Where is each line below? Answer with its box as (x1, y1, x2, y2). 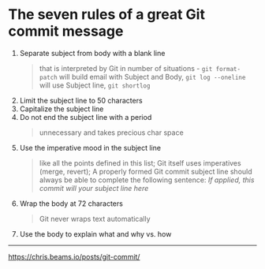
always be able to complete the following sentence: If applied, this (39, 175, 255, 185)
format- (215, 65, 241, 73)
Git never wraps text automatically (39, 214, 151, 223)
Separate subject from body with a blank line (19, 48, 166, 58)
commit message (8, 22, 124, 40)
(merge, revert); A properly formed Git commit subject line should (39, 166, 252, 176)
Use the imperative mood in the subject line (19, 143, 162, 152)
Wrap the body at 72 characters (19, 199, 124, 208)
